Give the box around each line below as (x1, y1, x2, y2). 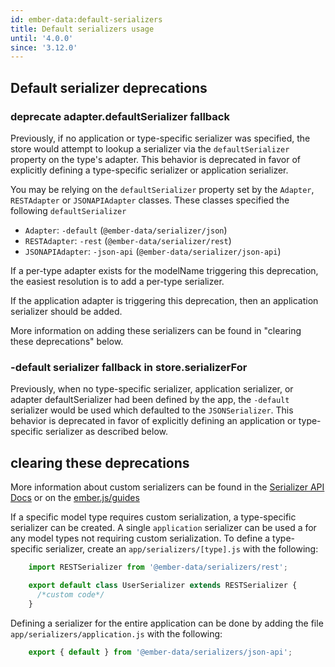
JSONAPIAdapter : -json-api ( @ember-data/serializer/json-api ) (24, 245, 282, 257)
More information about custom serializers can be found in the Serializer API (10, 481, 325, 493)
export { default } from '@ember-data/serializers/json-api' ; (28, 647, 293, 657)
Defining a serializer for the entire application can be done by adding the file (10, 617, 324, 629)
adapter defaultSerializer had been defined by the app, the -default (10, 394, 290, 406)
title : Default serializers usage (10, 24, 155, 34)
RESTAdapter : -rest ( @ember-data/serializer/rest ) (24, 234, 232, 246)
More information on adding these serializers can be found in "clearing (10, 324, 302, 336)
